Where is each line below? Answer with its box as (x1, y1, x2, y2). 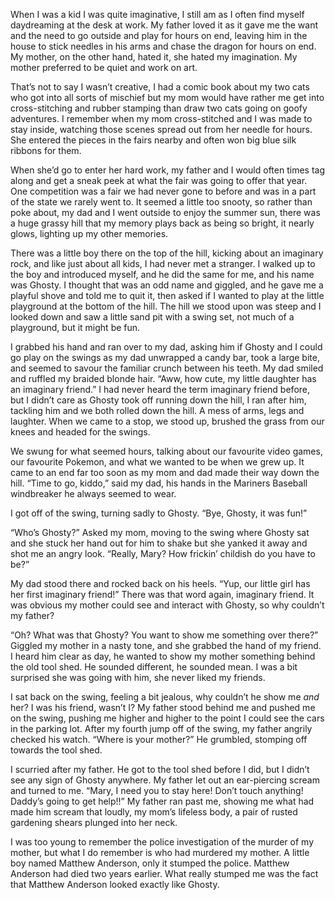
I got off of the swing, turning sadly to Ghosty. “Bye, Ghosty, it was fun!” (10, 507, 308, 519)
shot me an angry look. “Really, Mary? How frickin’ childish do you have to (10, 548, 316, 559)
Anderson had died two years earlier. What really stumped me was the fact (10, 868, 319, 879)
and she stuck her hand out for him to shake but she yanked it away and (10, 537, 308, 549)
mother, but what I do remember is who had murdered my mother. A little (10, 847, 310, 858)
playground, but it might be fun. (10, 322, 141, 333)
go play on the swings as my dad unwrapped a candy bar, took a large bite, (10, 352, 320, 363)
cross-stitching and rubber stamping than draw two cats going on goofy (10, 102, 308, 114)
